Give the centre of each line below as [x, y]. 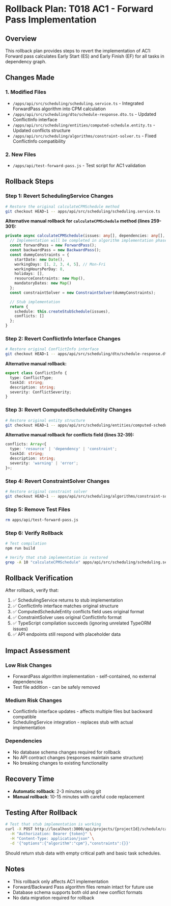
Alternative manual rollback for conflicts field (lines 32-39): [70, 435]
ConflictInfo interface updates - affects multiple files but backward [82, 711]
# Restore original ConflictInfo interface [52, 349]
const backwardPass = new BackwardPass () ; [55, 250]
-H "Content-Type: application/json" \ [52, 839]
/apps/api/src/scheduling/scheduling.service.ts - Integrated [78, 103]
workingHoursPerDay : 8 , [40, 269]
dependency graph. [26, 61]
